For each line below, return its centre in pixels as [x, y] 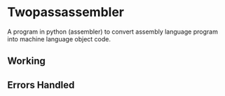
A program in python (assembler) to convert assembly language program [113, 32]
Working [26, 61]
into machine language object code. [59, 39]
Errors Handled [41, 85]
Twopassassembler [66, 12]
